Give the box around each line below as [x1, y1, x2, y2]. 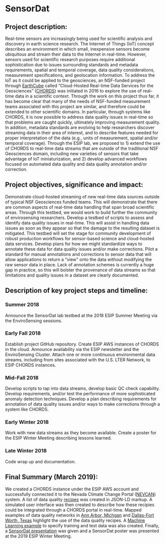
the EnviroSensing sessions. [5, 318, 63, 323]
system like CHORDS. [5, 407, 49, 413]
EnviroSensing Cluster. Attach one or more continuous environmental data [5, 352, 156, 357]
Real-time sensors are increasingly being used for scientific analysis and [5, 35, 153, 41]
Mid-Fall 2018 [5, 374, 39, 381]
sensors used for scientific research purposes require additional [5, 57, 135, 62]
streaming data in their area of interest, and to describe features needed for [5, 130, 159, 135]
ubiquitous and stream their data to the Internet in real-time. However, [5, 51, 147, 57]
